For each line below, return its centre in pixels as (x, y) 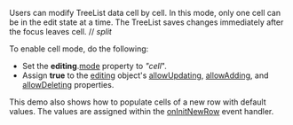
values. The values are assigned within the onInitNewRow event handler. (142, 111)
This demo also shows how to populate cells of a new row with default (138, 102)
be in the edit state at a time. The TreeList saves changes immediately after (146, 22)
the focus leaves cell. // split (61, 31)
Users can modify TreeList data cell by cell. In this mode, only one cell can (145, 13)
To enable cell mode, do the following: (79, 49)
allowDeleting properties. (68, 85)
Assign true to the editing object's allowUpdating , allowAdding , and (145, 75)
